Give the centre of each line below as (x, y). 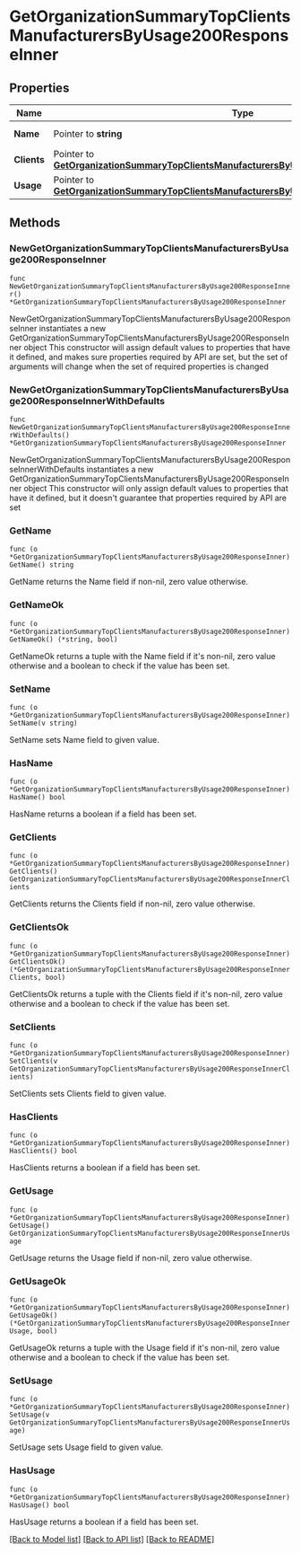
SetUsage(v (30, 1415)
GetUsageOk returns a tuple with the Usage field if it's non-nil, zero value (145, 1347)
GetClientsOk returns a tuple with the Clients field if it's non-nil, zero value (146, 993)
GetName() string (42, 565)
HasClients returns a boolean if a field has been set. (105, 1168)
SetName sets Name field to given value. (84, 739)
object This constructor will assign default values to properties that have (157, 347)
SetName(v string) (43, 723)
